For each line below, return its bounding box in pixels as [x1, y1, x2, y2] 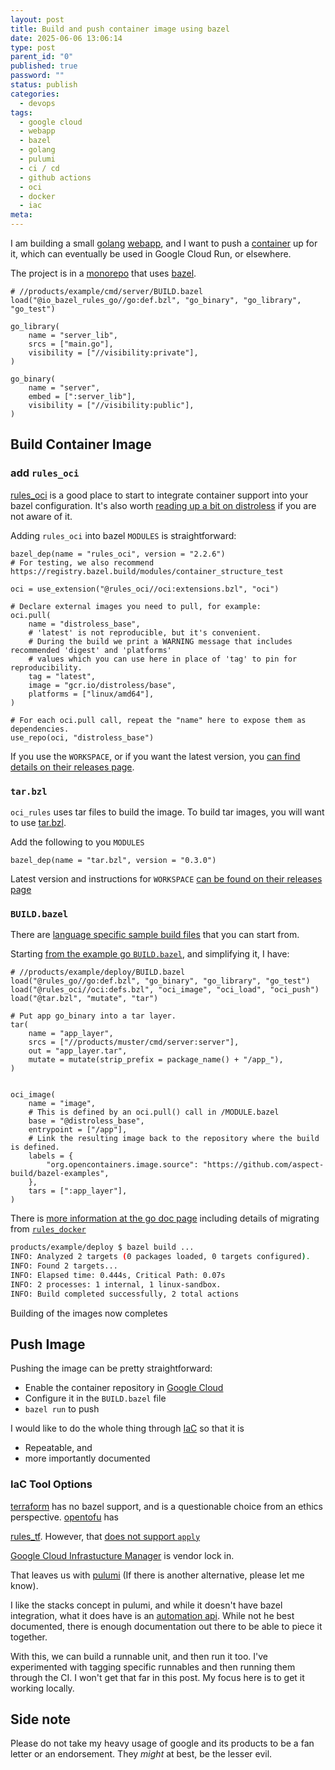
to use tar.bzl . [10, 816, 67, 828]
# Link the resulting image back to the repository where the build [28, 1134, 320, 1144]
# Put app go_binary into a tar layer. [10, 1011, 177, 1021]
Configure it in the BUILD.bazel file [24, 1392, 167, 1405]
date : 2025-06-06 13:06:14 [10, 33, 123, 43]
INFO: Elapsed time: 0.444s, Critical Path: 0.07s [10, 1270, 226, 1280]
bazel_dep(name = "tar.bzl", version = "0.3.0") [10, 855, 217, 865]
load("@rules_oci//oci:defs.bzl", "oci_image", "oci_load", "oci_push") [10, 985, 320, 995]
